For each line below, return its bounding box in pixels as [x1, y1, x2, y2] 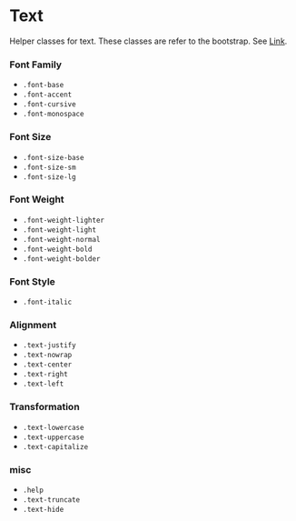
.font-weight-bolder [22, 254, 101, 264]
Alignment [9, 319, 57, 332]
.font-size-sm [22, 163, 76, 172]
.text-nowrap [22, 351, 73, 360]
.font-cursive [22, 100, 76, 109]
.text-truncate [22, 496, 81, 505]
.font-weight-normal [22, 235, 101, 244]
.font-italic [22, 297, 73, 307]
